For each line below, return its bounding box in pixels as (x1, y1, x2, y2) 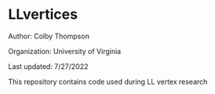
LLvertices (8, 5, 78, 23)
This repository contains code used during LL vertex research (8, 77, 208, 86)
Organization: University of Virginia (8, 46, 122, 56)
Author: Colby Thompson (8, 31, 90, 41)
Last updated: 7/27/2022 (8, 61, 89, 71)
